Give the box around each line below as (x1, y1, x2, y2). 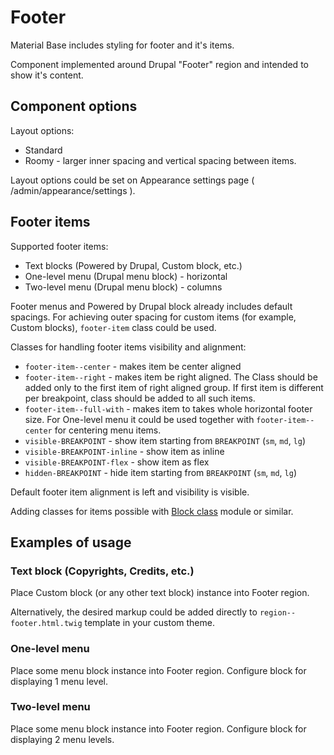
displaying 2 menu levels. (10, 733, 115, 745)
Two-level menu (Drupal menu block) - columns (24, 281, 223, 293)
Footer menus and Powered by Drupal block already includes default (10, 300, 293, 312)
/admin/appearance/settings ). (10, 184, 136, 196)
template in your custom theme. (84, 617, 215, 629)
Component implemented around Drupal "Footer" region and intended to (10, 58, 309, 70)
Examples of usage (10, 534, 132, 551)
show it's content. (10, 69, 84, 81)
